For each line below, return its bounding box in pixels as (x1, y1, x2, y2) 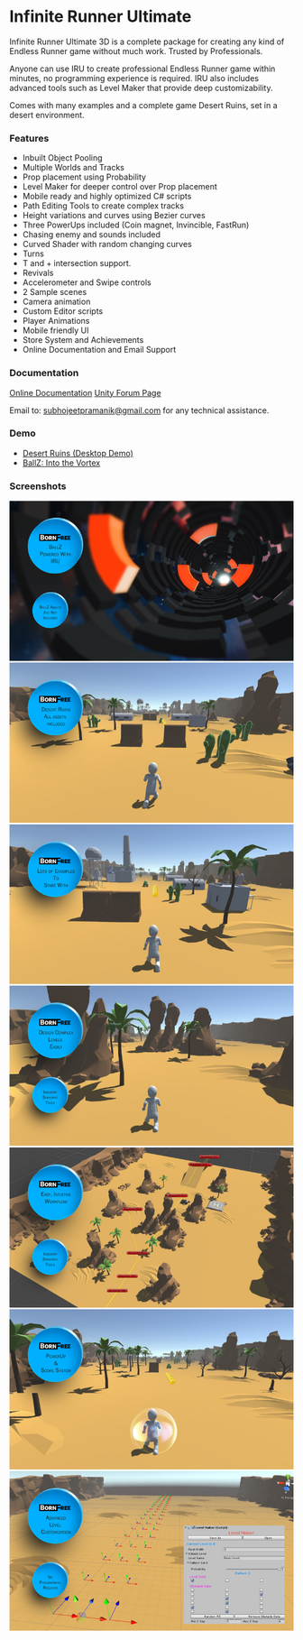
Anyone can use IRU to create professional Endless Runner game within (9, 63, 276, 74)
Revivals (22, 268, 54, 279)
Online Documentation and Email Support (22, 345, 177, 355)
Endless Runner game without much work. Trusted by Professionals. (9, 45, 263, 56)
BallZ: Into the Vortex (22, 457, 101, 468)
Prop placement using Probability (22, 171, 147, 182)
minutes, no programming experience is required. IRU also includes (9, 72, 260, 83)
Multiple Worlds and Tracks (22, 162, 124, 173)
